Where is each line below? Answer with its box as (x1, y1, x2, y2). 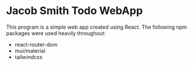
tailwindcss (14, 53, 43, 60)
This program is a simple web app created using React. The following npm (6, 23, 188, 30)
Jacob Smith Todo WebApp (6, 4, 143, 18)
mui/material (14, 47, 46, 54)
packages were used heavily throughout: (6, 29, 106, 36)
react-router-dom (14, 41, 58, 48)
